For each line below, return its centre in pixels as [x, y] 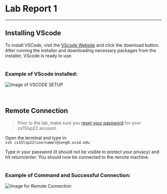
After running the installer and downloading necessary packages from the [81, 50]
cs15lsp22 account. [37, 128]
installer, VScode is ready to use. [39, 56]
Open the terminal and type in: [36, 138]
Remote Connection [37, 111]
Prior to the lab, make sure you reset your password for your [79, 123]
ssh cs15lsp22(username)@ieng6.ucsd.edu [48, 142]
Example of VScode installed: [42, 74]
